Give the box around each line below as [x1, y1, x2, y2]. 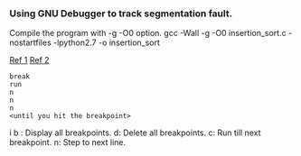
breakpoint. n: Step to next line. [9, 137, 127, 148]
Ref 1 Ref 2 [9, 55, 50, 66]
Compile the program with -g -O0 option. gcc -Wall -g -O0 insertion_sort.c [9, 28, 287, 39]
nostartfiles [9, 37, 52, 48]
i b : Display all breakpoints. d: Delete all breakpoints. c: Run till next [9, 127, 261, 138]
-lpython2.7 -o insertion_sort [52, 37, 161, 48]
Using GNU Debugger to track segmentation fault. [9, 7, 233, 20]
